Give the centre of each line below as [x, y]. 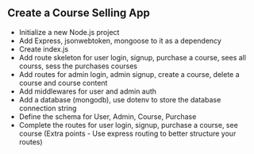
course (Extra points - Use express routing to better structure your [127, 133]
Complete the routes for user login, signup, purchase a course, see [129, 125]
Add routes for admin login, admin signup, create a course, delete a [129, 74]
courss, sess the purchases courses [78, 66]
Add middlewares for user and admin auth [87, 91]
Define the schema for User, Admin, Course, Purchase [108, 116]
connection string [48, 108]
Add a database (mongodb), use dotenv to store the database [120, 99]
